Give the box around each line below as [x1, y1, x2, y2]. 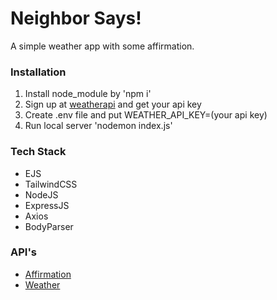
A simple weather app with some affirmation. [10, 40, 195, 52]
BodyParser [24, 220, 74, 232]
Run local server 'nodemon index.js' [24, 120, 173, 132]
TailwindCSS [24, 178, 78, 190]
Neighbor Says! [10, 7, 142, 30]
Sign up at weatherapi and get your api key [24, 98, 202, 111]
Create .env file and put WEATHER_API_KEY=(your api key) [24, 109, 268, 121]
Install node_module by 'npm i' [24, 88, 152, 100]
